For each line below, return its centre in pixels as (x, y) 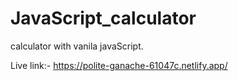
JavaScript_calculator (103, 18)
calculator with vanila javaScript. (77, 46)
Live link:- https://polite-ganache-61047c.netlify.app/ (119, 65)
